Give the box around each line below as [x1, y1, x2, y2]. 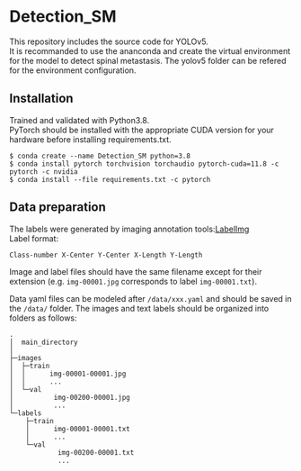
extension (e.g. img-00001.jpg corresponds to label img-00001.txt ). [9, 276, 258, 286]
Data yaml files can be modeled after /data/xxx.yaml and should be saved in [9, 293, 292, 303]
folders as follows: [9, 312, 78, 323]
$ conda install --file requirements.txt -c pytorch [9, 175, 211, 184]
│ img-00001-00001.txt [25, 424, 130, 433]
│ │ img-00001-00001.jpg [9, 369, 127, 378]
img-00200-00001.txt [57, 448, 135, 457]
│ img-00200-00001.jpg [9, 393, 130, 402]
